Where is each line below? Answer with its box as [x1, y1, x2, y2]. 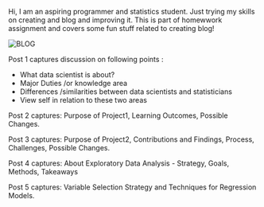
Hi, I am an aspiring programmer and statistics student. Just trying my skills [8, 7, 255, 16]
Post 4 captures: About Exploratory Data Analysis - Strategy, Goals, [8, 158, 230, 168]
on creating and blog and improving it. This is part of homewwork [8, 15, 223, 25]
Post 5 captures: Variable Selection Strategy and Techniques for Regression [8, 182, 257, 192]
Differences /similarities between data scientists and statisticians [19, 87, 233, 96]
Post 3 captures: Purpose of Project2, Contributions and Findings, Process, [8, 135, 254, 144]
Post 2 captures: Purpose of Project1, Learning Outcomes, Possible [8, 111, 228, 120]
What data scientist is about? [19, 70, 115, 79]
